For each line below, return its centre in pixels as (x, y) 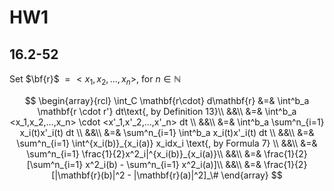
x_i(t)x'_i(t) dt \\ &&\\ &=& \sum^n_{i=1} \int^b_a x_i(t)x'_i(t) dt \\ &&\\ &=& (167, 132)
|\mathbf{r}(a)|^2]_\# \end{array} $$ (208, 175)
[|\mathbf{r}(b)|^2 (88, 175)
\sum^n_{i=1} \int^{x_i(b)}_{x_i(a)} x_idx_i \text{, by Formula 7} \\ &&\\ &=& (167, 143)
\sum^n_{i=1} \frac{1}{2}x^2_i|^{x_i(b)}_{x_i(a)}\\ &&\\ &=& (144, 153)
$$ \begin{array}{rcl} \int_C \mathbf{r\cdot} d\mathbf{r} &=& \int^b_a (167, 100)
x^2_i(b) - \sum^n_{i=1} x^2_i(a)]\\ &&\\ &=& (173, 164)
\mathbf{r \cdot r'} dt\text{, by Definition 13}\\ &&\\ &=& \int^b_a (167, 111)
